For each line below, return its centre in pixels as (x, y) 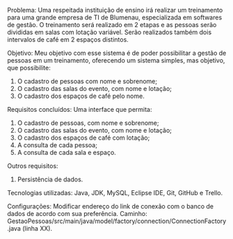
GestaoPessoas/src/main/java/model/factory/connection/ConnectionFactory (117, 221)
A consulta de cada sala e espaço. (66, 153)
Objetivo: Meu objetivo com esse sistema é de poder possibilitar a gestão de (117, 53)
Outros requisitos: (33, 166)
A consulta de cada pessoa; (57, 145)
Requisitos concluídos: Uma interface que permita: (80, 109)
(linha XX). (37, 228)
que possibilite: (29, 68)
